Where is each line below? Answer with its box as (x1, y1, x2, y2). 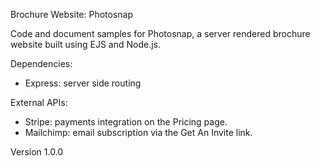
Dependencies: (10, 58, 73, 69)
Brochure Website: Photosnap (10, 9, 134, 20)
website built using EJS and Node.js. (10, 39, 161, 50)
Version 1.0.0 (10, 146, 64, 158)
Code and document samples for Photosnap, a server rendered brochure (10, 28, 311, 39)
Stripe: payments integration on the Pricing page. (24, 116, 228, 128)
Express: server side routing (24, 77, 142, 89)
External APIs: (10, 97, 68, 108)
